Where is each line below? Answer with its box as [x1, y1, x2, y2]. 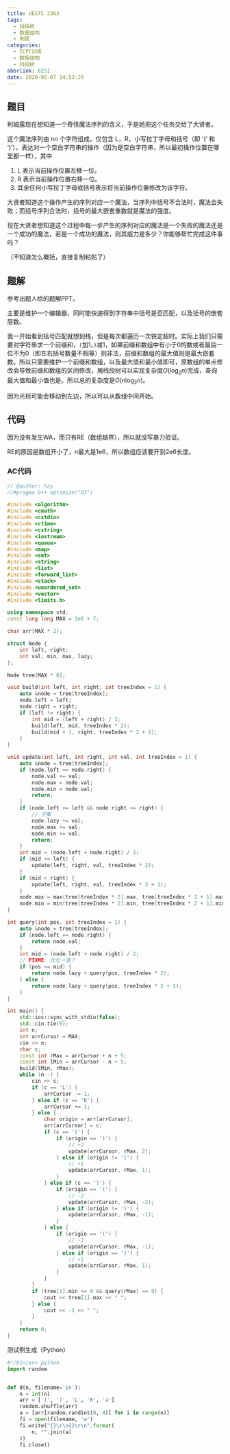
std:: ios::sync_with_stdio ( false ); [19, 1014, 121, 1021]
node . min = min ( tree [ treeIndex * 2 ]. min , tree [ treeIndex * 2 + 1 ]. [19, 900, 216, 907]
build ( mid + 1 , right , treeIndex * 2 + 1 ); [31, 729, 157, 736]
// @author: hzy [7, 482, 53, 490]
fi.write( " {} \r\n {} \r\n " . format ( [19, 1422, 115, 1429]
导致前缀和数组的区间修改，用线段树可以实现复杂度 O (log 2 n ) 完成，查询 [18, 366, 218, 376]
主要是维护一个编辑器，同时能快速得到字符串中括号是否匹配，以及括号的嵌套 [7, 309, 223, 317]
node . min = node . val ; [31, 786, 94, 792]
